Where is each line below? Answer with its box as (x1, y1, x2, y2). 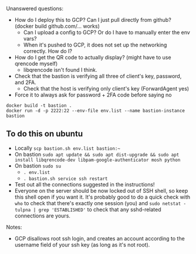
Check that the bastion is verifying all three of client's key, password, (14, 73, 182, 79)
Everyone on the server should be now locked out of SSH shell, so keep (14, 187, 188, 194)
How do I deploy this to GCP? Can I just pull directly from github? (14, 16, 171, 23)
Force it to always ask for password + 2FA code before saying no (14, 91, 172, 98)
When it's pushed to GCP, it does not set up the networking (23, 41, 167, 48)
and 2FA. (14, 79, 36, 86)
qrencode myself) (14, 60, 58, 67)
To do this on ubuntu (6, 129, 83, 139)
